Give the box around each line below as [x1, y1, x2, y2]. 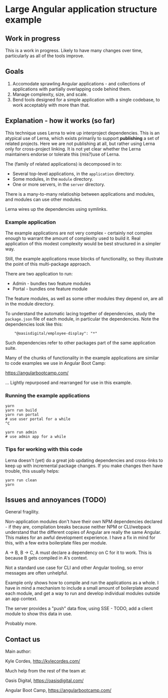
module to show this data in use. [5, 611, 72, 617]
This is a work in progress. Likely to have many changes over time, [5, 48, 143, 53]
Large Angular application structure [5, 4, 157, 15]
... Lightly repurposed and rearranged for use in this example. [5, 379, 132, 385]
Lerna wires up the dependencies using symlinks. [5, 206, 108, 212]
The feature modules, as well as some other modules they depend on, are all [5, 295, 163, 302]
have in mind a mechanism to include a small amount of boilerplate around [5, 585, 159, 591]
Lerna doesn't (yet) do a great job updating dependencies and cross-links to [5, 457, 163, 463]
